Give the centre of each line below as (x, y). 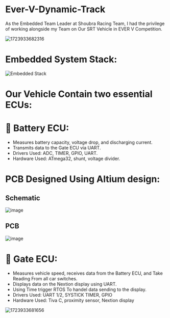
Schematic (23, 198)
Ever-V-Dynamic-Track (55, 9)
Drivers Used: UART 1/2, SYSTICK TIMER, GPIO (63, 295)
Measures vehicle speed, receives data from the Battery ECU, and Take (88, 273)
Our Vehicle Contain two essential (79, 94)
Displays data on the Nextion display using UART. (65, 284)
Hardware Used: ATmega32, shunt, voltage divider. (66, 158)
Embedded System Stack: (61, 59)
